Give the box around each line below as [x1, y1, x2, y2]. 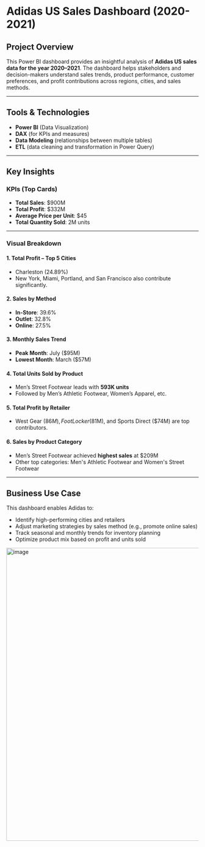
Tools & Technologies [6, 107, 90, 118]
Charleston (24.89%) [15, 268, 68, 275]
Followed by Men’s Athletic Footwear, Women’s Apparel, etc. [15, 390, 167, 397]
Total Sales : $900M [15, 199, 66, 206]
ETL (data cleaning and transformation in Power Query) [15, 143, 154, 151]
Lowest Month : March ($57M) [15, 356, 92, 364]
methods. [6, 84, 31, 91]
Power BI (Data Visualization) [15, 124, 89, 131]
